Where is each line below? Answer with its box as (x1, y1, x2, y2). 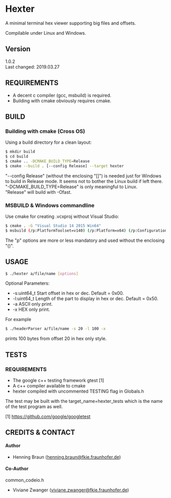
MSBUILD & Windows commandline (5, 201, 95, 209)
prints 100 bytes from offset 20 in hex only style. (5, 335, 107, 342)
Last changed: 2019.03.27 (5, 63, 60, 70)
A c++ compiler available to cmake (12, 383, 85, 389)
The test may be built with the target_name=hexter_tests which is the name (5, 398, 163, 404)
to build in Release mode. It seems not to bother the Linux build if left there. (5, 178, 163, 184)
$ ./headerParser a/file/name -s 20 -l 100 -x (5, 326, 106, 331)
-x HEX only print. (12, 306, 50, 312)
